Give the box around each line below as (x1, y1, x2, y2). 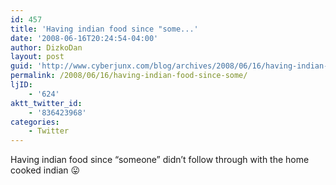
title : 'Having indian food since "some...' (10, 24, 199, 34)
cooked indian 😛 (10, 164, 81, 176)
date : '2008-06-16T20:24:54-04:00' (10, 33, 159, 43)
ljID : (10, 80, 33, 90)
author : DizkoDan (10, 42, 83, 53)
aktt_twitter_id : (10, 98, 83, 108)
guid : (10, 61, 33, 71)
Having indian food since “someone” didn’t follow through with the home (10, 154, 310, 166)
